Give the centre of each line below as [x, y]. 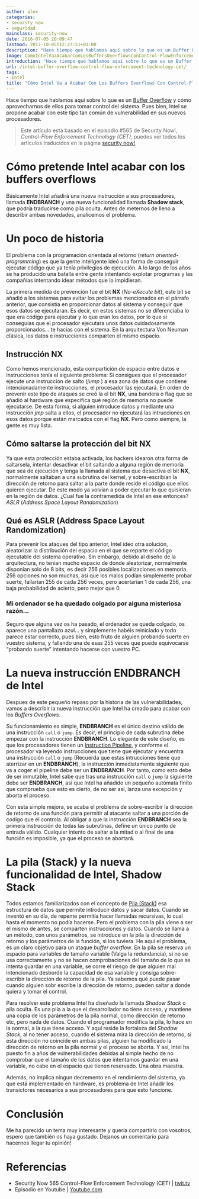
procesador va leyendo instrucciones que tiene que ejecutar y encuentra [95, 751]
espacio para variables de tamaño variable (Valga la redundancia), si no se [97, 954]
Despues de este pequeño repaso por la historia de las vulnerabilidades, [94, 702]
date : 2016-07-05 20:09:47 [39, 39]
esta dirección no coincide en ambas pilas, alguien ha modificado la [89, 1041]
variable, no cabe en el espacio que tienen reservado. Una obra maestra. [95, 1066]
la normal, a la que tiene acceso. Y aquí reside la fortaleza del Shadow [92, 1028]
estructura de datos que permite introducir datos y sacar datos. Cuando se [97, 910]
